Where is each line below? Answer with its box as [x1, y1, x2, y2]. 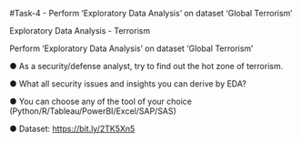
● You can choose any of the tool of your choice [9, 96, 193, 107]
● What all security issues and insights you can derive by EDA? [9, 78, 247, 89]
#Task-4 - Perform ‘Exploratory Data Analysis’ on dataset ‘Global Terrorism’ [9, 8, 293, 18]
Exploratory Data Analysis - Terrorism [9, 26, 151, 36]
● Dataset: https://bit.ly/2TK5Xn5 [9, 123, 136, 134]
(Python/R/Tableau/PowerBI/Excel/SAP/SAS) [9, 106, 177, 117]
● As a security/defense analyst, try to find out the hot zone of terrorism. [9, 61, 284, 71]
